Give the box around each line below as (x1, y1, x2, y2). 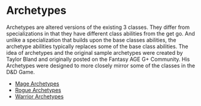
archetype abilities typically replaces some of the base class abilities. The (6, 43, 188, 50)
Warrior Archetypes (14, 93, 64, 100)
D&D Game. (6, 68, 35, 75)
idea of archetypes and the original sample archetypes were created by (6, 49, 183, 56)
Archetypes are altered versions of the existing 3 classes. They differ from (6, 23, 190, 31)
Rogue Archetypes (14, 86, 61, 93)
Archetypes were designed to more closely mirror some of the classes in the (6, 61, 196, 69)
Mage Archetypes (14, 79, 59, 87)
